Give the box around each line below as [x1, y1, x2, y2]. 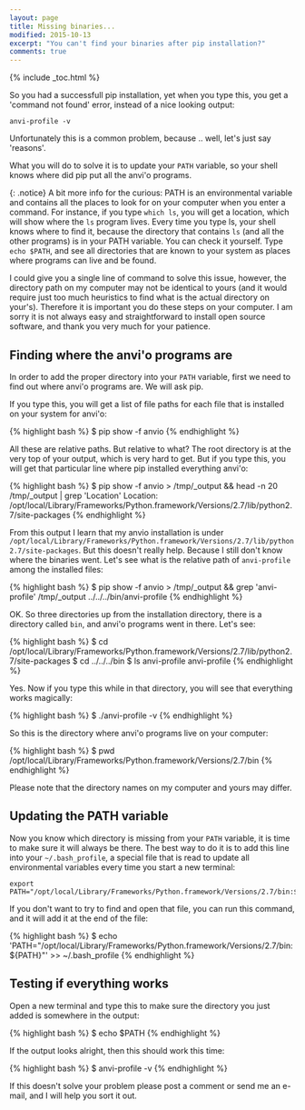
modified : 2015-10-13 [9, 30, 92, 39]
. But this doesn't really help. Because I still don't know [78, 545, 283, 555]
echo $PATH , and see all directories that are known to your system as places [9, 245, 290, 256]
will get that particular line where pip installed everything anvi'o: [9, 463, 249, 474]
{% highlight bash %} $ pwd [9, 745, 115, 755]
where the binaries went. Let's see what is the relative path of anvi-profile [9, 554, 291, 565]
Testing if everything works [9, 976, 170, 992]
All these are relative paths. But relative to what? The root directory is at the [9, 443, 292, 455]
